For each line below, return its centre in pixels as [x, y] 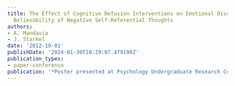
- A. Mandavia [28, 33]
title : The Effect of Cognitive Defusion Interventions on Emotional [111, 14]
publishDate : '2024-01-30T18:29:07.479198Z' [73, 53]
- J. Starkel [26, 40]
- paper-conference [36, 65]
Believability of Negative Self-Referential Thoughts [93, 20]
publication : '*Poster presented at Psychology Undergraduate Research [114, 71]
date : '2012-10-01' [36, 46]
